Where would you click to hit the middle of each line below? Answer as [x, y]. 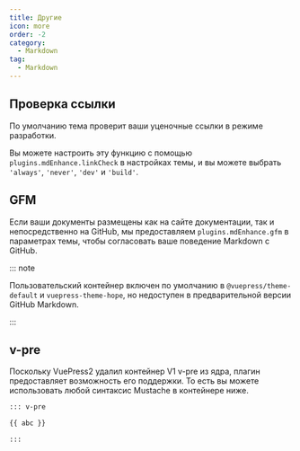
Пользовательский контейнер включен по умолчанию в [117, 285]
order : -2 [28, 34]
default [24, 296]
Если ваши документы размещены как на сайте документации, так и [142, 222]
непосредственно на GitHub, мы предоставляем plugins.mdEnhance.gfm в [149, 231]
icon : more [30, 26]
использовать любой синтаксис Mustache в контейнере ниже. [129, 391]
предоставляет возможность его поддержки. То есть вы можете [134, 381]
